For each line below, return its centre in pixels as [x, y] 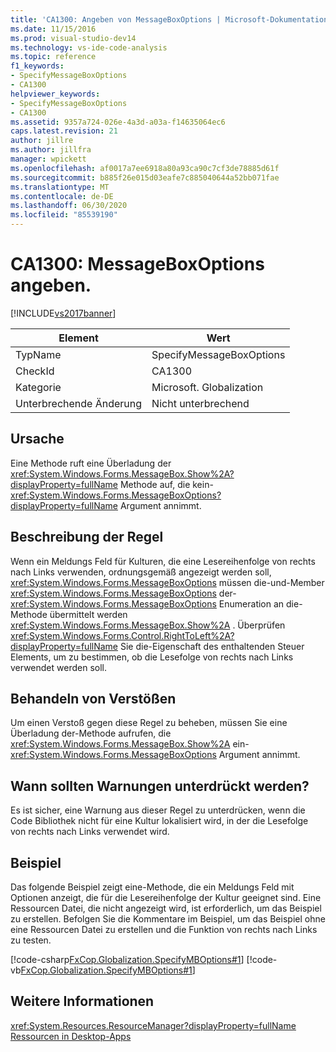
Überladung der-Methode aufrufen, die [91, 733]
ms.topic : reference [53, 57]
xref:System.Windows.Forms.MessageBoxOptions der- [123, 593]
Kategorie [38, 387]
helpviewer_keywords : [55, 94]
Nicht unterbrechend [200, 403]
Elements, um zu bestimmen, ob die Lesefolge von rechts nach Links [152, 657]
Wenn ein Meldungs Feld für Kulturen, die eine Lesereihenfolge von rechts [163, 561]
